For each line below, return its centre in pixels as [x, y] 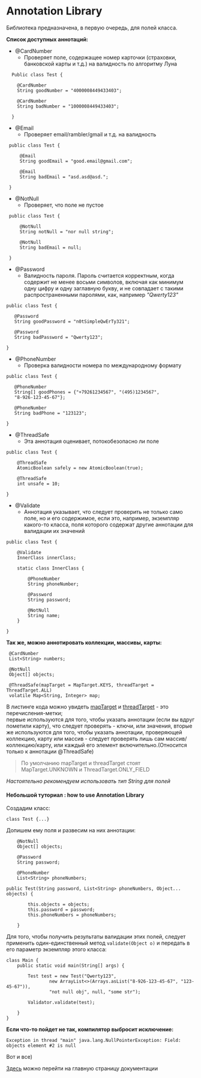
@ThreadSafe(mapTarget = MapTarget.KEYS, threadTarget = [81, 685]
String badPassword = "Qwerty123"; [58, 337]
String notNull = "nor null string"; [67, 232]
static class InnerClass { [51, 568]
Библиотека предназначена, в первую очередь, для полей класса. [92, 28]
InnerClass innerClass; [47, 558]
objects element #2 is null [41, 1046]
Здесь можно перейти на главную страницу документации [82, 1068]
